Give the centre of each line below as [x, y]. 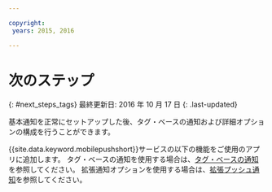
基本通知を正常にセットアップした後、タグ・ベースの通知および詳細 [123, 122]
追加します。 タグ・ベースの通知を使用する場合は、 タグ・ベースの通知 [140, 159]
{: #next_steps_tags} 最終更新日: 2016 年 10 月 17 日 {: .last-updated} [123, 105]
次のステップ [52, 80]
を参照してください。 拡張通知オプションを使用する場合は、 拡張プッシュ [131, 170]
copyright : [27, 23]
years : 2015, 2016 [43, 31]
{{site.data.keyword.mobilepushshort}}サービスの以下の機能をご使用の [127, 149]
